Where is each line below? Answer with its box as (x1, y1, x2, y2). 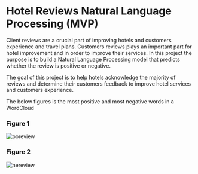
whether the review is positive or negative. (6, 62, 111, 69)
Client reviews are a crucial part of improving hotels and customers (6, 36, 172, 44)
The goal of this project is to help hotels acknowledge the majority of (6, 74, 176, 81)
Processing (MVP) (6, 17, 99, 30)
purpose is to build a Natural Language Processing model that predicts (6, 56, 181, 63)
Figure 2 (6, 148, 31, 156)
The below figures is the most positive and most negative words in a (6, 97, 175, 105)
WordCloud (6, 104, 34, 111)
